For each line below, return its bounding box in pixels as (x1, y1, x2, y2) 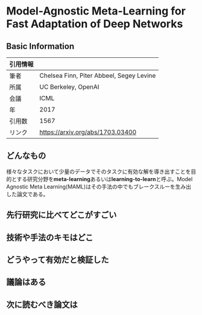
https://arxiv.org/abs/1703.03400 (39, 128, 137, 136)
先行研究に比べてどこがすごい (6, 210, 117, 220)
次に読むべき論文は (6, 299, 78, 310)
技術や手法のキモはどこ (6, 232, 93, 243)
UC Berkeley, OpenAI (39, 83, 99, 91)
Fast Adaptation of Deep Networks (6, 17, 183, 31)
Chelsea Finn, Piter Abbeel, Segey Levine (39, 71, 156, 80)
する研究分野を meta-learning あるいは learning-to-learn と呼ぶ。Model (16, 175, 193, 182)
